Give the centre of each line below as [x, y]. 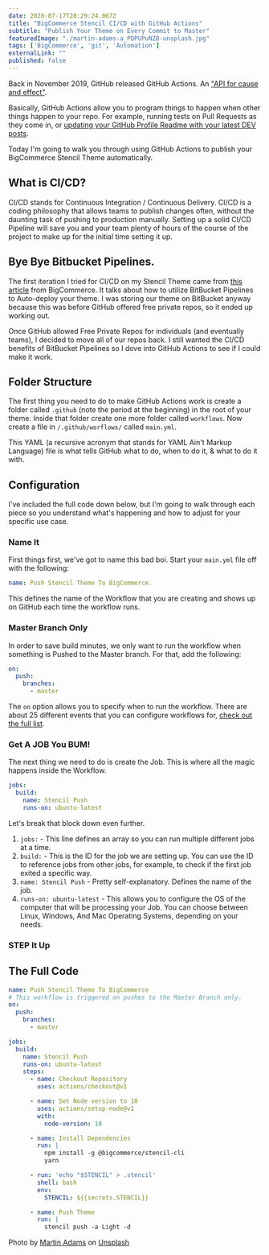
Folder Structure [50, 382]
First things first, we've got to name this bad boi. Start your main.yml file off [132, 559]
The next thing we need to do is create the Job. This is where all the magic [132, 762]
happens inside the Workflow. [57, 770]
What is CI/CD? [47, 183]
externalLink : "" [37, 53]
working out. [29, 316]
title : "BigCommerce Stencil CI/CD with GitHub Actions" [106, 23]
